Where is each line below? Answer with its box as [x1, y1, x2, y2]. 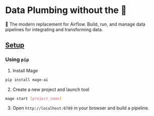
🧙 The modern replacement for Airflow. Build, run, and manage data [5, 21, 146, 27]
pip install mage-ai [5, 77, 49, 82]
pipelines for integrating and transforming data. [5, 26, 103, 32]
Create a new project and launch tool [12, 86, 90, 92]
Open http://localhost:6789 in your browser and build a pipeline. [12, 105, 149, 111]
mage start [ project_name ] [5, 96, 62, 101]
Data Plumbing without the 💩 [5, 5, 127, 16]
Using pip [5, 56, 29, 63]
